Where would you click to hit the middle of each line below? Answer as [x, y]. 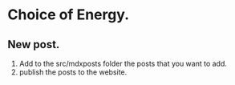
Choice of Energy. [69, 15]
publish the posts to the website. [73, 72]
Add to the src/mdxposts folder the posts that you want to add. [123, 63]
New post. [34, 45]
